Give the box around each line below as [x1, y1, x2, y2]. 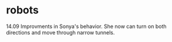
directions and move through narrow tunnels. [6, 29, 115, 36]
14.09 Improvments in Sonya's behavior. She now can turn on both [6, 23, 167, 30]
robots [6, 3, 39, 17]
